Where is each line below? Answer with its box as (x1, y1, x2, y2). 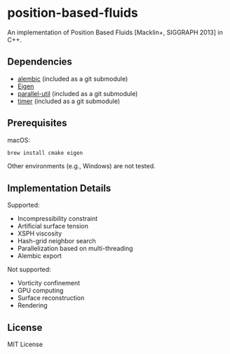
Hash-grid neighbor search (17, 237, 96, 245)
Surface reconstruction (17, 294, 85, 302)
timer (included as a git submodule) (17, 97, 121, 105)
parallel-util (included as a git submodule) (17, 89, 138, 97)
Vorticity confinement (17, 279, 81, 287)
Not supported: (7, 265, 51, 274)
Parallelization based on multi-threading (17, 244, 133, 253)
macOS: (7, 135, 30, 144)
